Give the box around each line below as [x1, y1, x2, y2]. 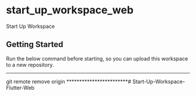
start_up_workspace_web [6, 3, 134, 17]
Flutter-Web [6, 84, 35, 91]
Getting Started [6, 40, 64, 49]
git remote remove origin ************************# [6, 78, 131, 85]
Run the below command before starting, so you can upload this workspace [6, 55, 188, 62]
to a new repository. [6, 61, 54, 68]
